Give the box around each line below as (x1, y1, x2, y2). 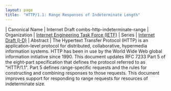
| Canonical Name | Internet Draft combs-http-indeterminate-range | (5, 26, 149, 32)
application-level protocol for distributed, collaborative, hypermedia (5, 42, 148, 49)
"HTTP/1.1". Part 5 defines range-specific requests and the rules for (5, 64, 147, 71)
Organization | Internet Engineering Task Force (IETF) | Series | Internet (5, 32, 155, 38)
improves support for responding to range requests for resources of (5, 75, 148, 81)
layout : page (5, 7, 33, 13)
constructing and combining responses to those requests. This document (5, 70, 160, 76)
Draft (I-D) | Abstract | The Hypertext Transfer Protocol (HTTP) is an (5, 37, 149, 43)
